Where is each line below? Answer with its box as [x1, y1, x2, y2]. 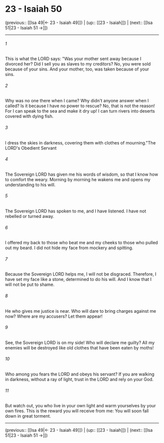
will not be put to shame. [5, 281, 55, 287]
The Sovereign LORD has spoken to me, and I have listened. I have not [5, 208, 146, 214]
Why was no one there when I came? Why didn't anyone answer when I [5, 98, 149, 104]
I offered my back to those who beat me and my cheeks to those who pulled [5, 240, 158, 246]
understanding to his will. [5, 182, 56, 187]
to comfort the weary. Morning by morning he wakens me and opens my [5, 176, 150, 182]
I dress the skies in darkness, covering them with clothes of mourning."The [5, 140, 156, 145]
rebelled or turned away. [5, 213, 55, 219]
